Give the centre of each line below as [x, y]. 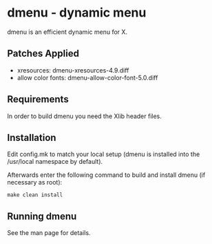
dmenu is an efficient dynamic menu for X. [67, 32]
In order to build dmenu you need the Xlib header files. [84, 116]
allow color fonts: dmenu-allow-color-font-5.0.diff [87, 77]
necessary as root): [35, 182]
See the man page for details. [49, 233]
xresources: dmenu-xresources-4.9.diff [73, 70]
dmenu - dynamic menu [77, 13]
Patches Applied [43, 54]
